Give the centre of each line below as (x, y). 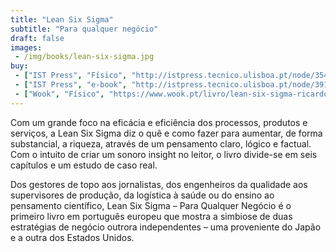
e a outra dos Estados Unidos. (72, 237)
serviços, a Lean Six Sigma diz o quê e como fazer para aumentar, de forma (166, 133)
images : (26, 47)
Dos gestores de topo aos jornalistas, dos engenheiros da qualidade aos (159, 184)
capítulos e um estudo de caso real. (84, 165)
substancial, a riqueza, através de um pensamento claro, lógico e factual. (161, 143)
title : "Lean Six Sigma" (62, 19)
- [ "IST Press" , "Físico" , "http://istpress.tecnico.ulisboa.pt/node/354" (173, 76)
